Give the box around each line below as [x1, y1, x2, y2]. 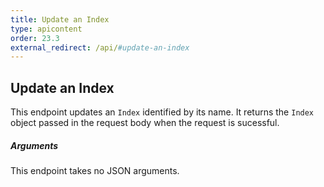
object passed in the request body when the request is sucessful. [10, 117, 280, 129]
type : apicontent [10, 24, 83, 34]
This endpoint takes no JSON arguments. [10, 165, 180, 177]
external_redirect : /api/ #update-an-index [10, 42, 190, 53]
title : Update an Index [10, 14, 110, 25]
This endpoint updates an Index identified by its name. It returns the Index [10, 106, 315, 118]
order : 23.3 [10, 33, 60, 43]
